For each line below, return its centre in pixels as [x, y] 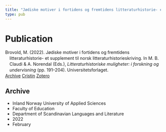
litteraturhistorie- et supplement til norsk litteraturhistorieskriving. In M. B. [84, 58]
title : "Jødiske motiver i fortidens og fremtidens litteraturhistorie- [82, 10]
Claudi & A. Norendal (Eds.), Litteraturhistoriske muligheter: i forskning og [84, 64]
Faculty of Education [33, 108]
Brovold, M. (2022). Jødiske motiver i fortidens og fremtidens [67, 52]
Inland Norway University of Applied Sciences [59, 103]
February [21, 124]
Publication [29, 39]
